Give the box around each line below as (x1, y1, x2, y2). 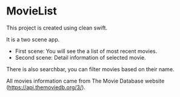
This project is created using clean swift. (6, 24, 108, 31)
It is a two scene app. (6, 36, 60, 43)
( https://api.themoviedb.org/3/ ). (6, 83, 86, 91)
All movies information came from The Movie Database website (6, 77, 165, 84)
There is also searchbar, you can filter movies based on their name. (6, 65, 175, 73)
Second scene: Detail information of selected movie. (15, 54, 147, 61)
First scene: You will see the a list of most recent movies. (15, 47, 158, 55)
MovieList (6, 4, 58, 18)
